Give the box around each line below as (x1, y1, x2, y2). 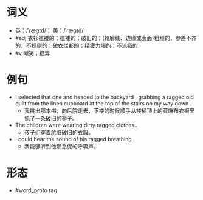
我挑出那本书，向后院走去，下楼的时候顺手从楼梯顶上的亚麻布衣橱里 (24, 107, 195, 114)
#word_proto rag (15, 186, 58, 194)
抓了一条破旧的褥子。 (24, 115, 78, 122)
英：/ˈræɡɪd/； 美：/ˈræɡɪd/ (15, 27, 84, 34)
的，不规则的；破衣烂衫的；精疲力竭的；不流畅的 (15, 42, 138, 49)
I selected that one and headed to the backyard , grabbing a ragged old (15, 93, 194, 101)
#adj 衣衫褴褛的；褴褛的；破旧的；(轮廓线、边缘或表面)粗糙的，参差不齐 (15, 34, 197, 41)
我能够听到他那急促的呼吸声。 (24, 142, 99, 150)
